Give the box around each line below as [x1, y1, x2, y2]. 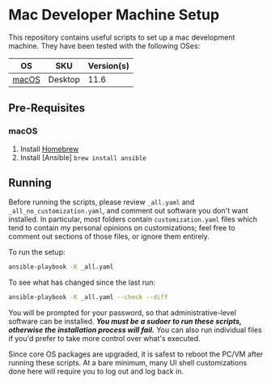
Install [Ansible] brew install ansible [19, 152, 147, 162]
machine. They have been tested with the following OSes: [8, 40, 201, 50]
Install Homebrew [19, 144, 79, 154]
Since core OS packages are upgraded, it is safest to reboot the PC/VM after [8, 349, 264, 359]
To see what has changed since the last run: [8, 277, 156, 288]
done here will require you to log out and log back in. [8, 366, 184, 377]
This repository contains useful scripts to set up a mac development [8, 32, 235, 42]
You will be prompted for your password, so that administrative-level [8, 308, 237, 318]
